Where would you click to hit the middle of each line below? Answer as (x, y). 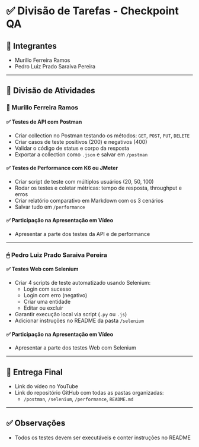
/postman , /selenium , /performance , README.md (78, 399)
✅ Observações (36, 423)
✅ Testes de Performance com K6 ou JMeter (62, 168)
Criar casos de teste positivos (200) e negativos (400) (81, 141)
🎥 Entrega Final (35, 372)
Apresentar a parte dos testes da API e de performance (82, 234)
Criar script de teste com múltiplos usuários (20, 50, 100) (84, 181)
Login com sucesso (47, 289)
